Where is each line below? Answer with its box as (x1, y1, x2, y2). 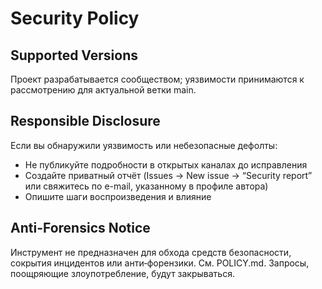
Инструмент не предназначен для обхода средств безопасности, (10, 246, 292, 258)
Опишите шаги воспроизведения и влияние (24, 190, 212, 202)
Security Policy (10, 7, 140, 30)
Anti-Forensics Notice (10, 220, 151, 237)
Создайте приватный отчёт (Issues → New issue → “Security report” (24, 169, 313, 181)
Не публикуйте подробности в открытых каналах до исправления (24, 158, 308, 171)
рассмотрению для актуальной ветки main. (10, 84, 197, 96)
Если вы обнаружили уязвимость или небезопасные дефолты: (10, 139, 278, 151)
